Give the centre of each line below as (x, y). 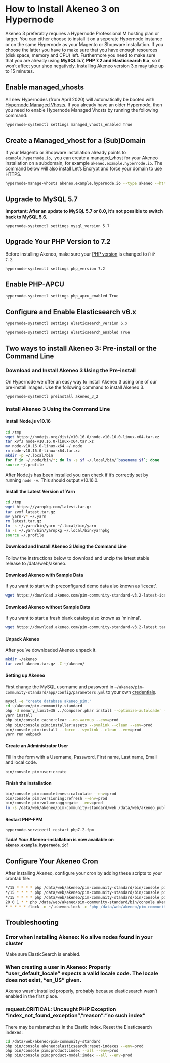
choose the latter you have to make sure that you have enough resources (81, 50)
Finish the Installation (28, 783)
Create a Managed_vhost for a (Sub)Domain (75, 140)
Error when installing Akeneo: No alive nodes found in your (79, 937)
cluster (14, 943)
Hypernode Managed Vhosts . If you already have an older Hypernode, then (84, 105)
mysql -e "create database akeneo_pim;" (49, 701)
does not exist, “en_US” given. (44, 980)
